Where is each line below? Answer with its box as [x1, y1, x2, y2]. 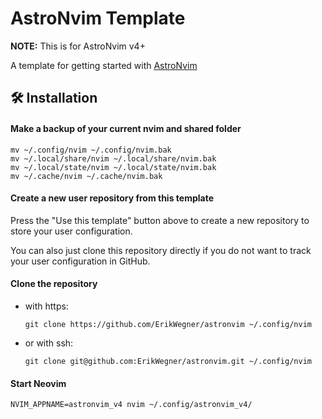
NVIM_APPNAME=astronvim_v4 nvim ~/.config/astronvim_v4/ [10, 400, 253, 410]
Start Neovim [10, 377, 67, 389]
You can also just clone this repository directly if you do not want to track [10, 244, 312, 256]
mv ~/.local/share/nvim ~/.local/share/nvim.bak [10, 153, 217, 164]
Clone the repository [10, 278, 98, 290]
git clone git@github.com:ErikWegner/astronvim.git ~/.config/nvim [24, 356, 312, 366]
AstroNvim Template [10, 7, 186, 30]
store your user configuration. [10, 225, 133, 237]
